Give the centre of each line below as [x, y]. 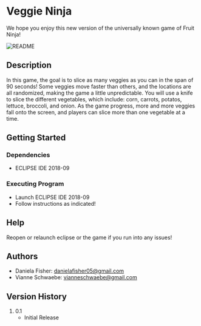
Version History [36, 297]
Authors [22, 256]
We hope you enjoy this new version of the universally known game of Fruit [100, 28]
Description [29, 65]
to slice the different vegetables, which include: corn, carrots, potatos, [94, 99]
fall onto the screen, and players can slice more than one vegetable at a [96, 112]
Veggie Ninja [39, 11]
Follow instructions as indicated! [55, 203]
